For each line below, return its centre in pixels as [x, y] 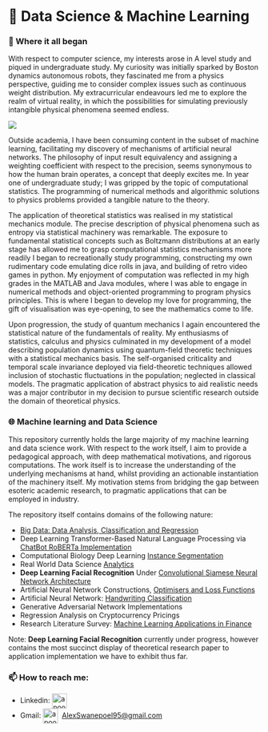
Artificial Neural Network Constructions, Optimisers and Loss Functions [138, 589]
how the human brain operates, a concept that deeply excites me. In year [129, 175]
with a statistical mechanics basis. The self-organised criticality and [120, 359]
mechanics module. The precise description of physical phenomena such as [134, 224]
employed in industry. [44, 499]
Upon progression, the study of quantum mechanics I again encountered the [134, 324]
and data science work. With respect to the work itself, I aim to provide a [128, 448]
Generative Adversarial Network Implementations [101, 606]
